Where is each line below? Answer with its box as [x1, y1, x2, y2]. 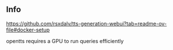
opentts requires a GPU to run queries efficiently [6, 37, 124, 44]
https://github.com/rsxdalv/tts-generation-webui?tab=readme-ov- [6, 20, 167, 27]
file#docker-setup [6, 26, 50, 33]
